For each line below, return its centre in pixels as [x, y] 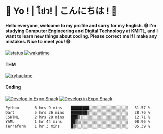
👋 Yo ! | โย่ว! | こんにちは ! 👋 [61, 11]
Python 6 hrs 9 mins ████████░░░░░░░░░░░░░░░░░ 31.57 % [78, 108]
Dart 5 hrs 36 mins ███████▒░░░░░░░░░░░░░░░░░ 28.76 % [78, 112]
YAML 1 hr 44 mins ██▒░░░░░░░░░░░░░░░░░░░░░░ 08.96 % [78, 122]
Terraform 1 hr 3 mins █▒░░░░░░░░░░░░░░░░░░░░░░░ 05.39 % [78, 127]
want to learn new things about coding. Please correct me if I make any [81, 36]
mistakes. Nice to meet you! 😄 [38, 41]
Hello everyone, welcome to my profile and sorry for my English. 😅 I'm [81, 25]
